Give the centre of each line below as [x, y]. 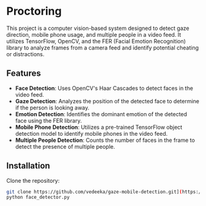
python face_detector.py [38, 197]
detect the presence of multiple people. [65, 146]
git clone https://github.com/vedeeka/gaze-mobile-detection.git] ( [94, 192]
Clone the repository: [33, 180]
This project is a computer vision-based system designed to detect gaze [98, 28]
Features [24, 74]
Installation [28, 166]
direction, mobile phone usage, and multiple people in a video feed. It [94, 34]
